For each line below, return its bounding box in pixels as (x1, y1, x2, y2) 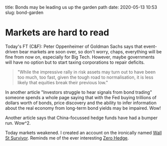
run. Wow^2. (5, 120, 31, 126)
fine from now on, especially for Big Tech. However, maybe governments (5, 54, 155, 60)
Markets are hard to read (5, 27, 110, 38)
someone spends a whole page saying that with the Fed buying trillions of (5, 94, 157, 100)
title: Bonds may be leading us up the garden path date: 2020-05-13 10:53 (5, 4, 158, 10)
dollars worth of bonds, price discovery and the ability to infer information (5, 100, 157, 106)
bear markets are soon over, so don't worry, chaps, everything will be (19, 48, 162, 54)
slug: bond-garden (5, 9, 44, 15)
